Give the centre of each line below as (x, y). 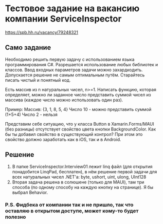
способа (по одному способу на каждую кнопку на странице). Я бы (82, 187)
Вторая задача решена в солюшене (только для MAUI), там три (78, 182)
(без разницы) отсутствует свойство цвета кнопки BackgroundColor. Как (81, 129)
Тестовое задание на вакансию (72, 9)
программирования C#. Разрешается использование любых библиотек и (81, 64)
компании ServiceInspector (63, 19)
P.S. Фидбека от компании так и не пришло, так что (69, 205)
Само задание (28, 47)
